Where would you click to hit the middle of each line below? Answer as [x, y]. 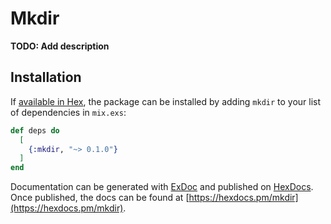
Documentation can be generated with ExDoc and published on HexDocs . [162, 187]
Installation [46, 77]
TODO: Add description [60, 46]
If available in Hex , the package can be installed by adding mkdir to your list [166, 101]
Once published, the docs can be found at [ [100, 198]
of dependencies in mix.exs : [68, 112]
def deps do [35, 130]
